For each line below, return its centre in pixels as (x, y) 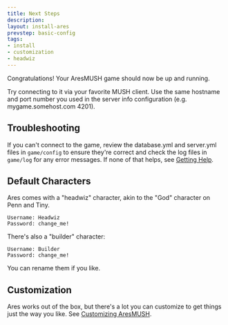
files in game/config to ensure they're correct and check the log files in (107, 152)
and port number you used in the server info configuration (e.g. (97, 99)
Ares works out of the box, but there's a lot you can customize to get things (114, 307)
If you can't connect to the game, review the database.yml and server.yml (112, 145)
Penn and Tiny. (28, 205)
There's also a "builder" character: (56, 236)
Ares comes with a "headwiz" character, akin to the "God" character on (109, 198)
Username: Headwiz (34, 218)
